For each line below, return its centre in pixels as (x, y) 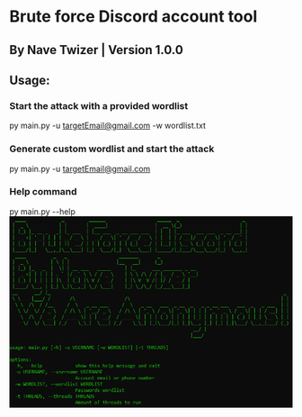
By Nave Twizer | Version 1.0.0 (97, 50)
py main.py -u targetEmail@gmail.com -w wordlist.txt (108, 126)
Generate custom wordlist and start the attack (112, 149)
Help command (44, 192)
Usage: (30, 80)
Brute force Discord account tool (133, 17)
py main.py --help (43, 211)
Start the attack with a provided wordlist (99, 105)
